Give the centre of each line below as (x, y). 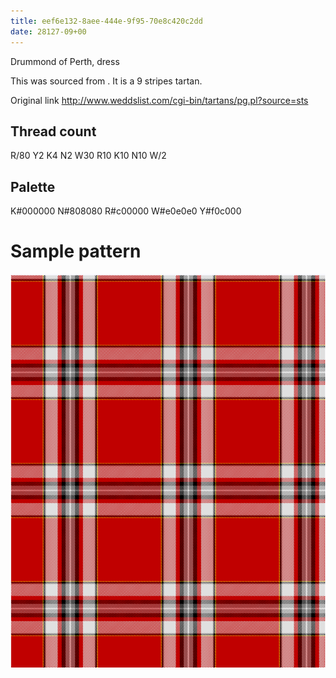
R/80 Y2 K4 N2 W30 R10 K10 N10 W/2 (88, 156)
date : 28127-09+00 (48, 31)
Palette (33, 186)
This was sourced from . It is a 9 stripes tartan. (106, 81)
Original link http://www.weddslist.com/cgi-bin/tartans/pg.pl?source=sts (159, 100)
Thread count (53, 131)
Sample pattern (76, 251)
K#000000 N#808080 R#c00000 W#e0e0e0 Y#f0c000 (126, 211)
